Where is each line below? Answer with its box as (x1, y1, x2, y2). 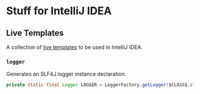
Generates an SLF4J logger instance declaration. (6, 70, 127, 78)
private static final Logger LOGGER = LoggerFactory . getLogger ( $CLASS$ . (6, 82, 190, 88)
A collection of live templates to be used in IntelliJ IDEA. (6, 43, 143, 51)
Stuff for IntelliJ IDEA (6, 4, 112, 18)
